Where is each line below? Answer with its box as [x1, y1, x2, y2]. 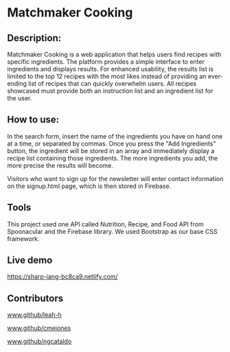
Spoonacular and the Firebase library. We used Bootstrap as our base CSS [7, 227, 218, 235]
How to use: [7, 114, 60, 126]
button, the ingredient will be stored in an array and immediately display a [7, 146, 215, 155]
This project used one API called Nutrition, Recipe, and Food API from [7, 220, 204, 228]
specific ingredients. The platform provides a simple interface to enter [7, 58, 205, 66]
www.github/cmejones [7, 324, 71, 332]
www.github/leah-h [7, 311, 62, 319]
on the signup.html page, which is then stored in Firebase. [7, 182, 172, 190]
